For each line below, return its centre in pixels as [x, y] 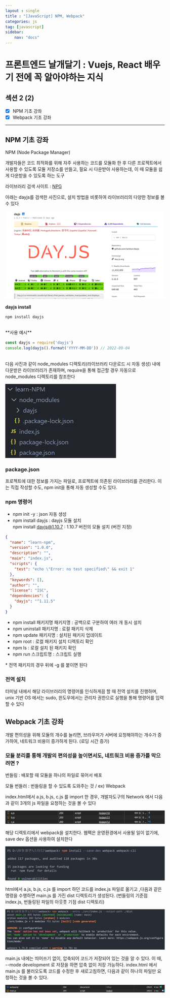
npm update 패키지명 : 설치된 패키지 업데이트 [57, 635]
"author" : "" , [25, 585]
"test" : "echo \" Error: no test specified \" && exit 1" [75, 569]
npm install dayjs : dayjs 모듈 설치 [47, 520]
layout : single [22, 11]
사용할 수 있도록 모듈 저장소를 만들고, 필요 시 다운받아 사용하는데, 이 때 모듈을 [81, 169]
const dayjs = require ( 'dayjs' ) [39, 343]
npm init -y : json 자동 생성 [39, 514]
